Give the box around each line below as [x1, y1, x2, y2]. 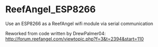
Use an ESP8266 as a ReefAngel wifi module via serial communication [5, 20, 153, 27]
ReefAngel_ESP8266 [5, 4, 96, 15]
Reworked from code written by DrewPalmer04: [5, 30, 106, 36]
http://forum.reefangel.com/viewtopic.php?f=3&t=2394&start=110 [5, 36, 144, 42]
